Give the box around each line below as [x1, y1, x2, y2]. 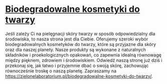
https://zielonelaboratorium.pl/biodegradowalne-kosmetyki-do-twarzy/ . [5, 73, 153, 79]
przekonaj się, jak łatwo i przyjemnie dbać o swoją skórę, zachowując [5, 62, 149, 68]
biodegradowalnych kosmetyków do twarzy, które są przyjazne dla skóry [5, 41, 156, 47]
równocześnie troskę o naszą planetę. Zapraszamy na [5, 67, 117, 73]
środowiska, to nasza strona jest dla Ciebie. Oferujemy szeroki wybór [5, 36, 148, 42]
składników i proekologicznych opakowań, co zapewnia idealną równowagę [5, 51, 161, 58]
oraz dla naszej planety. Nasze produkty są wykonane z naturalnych [5, 46, 146, 52]
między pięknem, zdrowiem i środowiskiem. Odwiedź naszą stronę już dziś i [5, 57, 162, 63]
